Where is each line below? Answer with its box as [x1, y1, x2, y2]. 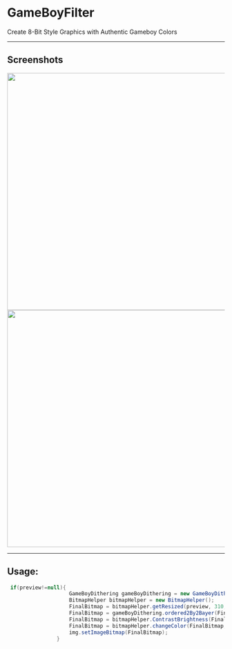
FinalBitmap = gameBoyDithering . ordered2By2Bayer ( [68, 610, 217, 617]
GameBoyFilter [7, 5, 95, 21]
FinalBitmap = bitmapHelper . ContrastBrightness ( [68, 616, 212, 623]
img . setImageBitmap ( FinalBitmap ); [68, 629, 168, 636]
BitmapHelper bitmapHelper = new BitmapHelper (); [68, 597, 215, 604]
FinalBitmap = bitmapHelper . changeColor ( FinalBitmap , [68, 622, 227, 629]
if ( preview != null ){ [10, 584, 67, 591]
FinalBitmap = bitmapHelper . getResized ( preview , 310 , [68, 603, 227, 610]
